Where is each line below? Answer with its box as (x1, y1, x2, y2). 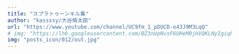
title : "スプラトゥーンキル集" (7, 10, 89, 18)
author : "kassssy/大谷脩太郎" (7, 17, 92, 24)
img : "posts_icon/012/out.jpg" (7, 36, 100, 43)
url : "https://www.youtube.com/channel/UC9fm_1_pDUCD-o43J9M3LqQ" (7, 23, 208, 30)
